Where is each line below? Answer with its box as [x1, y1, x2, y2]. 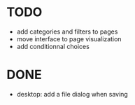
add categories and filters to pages [16, 27, 118, 36]
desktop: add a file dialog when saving [16, 90, 129, 98]
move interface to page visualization [16, 34, 122, 43]
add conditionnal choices [16, 42, 90, 50]
